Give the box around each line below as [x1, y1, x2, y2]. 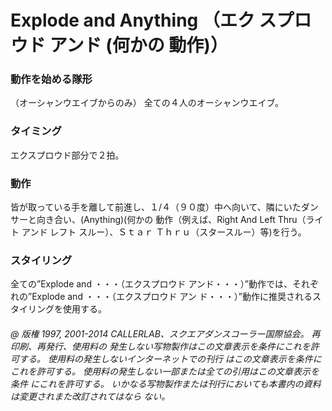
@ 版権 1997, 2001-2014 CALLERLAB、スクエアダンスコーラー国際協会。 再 [10, 327, 321, 340]
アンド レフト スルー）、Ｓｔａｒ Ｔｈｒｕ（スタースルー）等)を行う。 [21, 226, 307, 238]
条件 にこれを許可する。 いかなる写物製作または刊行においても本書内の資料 [10, 377, 322, 390]
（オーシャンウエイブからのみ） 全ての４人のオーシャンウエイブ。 [10, 97, 284, 109]
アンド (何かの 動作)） [49, 34, 228, 57]
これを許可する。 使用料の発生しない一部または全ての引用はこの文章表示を [10, 365, 320, 377]
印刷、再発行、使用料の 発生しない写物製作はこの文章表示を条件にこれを [10, 340, 311, 352]
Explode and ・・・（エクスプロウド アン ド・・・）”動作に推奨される [31, 291, 313, 303]
